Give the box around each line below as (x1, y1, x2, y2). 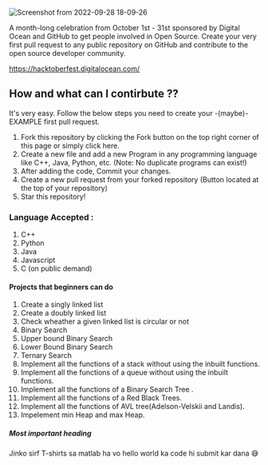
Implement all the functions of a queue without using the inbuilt (20, 368, 228, 377)
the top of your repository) (20, 183, 108, 193)
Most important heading (9, 428, 92, 438)
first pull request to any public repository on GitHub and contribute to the (9, 40, 249, 50)
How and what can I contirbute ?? (9, 87, 179, 101)
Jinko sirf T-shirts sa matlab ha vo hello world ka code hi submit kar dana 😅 (9, 448, 259, 459)
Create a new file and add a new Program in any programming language (20, 149, 258, 159)
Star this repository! (20, 192, 86, 201)
